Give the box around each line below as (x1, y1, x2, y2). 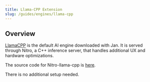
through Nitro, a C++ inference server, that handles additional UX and (5, 48, 146, 53)
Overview (5, 30, 36, 38)
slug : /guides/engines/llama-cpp (5, 12, 74, 16)
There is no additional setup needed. (5, 71, 79, 78)
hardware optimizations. (5, 53, 54, 59)
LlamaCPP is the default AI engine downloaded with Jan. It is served (5, 42, 143, 49)
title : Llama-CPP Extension (5, 7, 63, 12)
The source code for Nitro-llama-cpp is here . (5, 62, 96, 68)
